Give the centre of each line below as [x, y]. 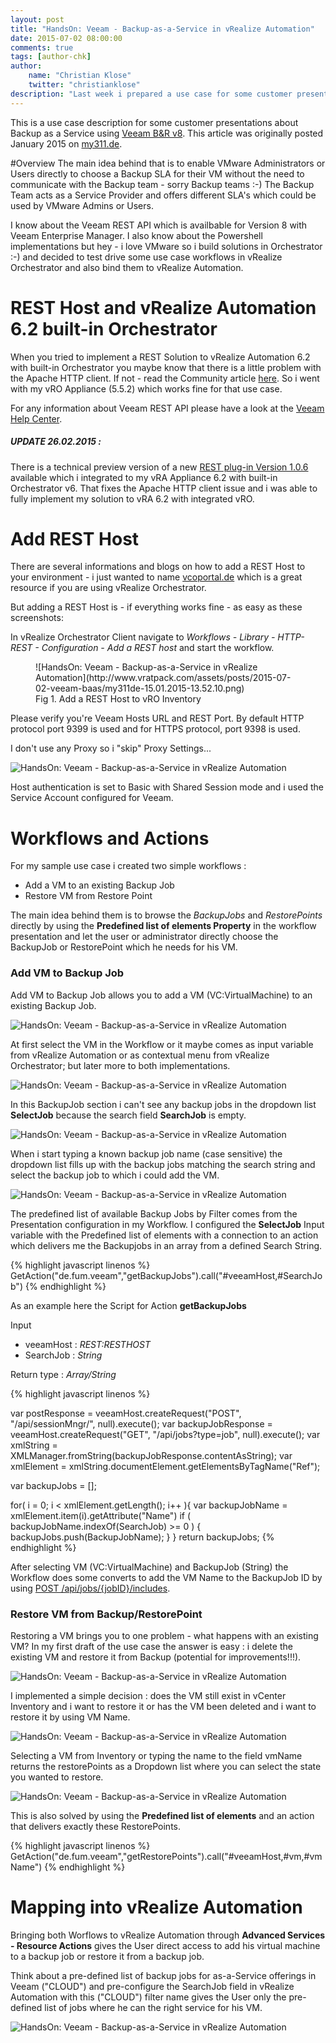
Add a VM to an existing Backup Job [99, 885]
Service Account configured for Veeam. [92, 798]
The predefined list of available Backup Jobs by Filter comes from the [154, 1213]
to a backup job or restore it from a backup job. [107, 1956]
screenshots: [37, 618]
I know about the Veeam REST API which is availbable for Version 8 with [159, 225]
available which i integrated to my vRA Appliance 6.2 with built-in [144, 477]
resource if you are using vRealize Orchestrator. [108, 588]
